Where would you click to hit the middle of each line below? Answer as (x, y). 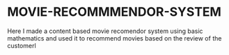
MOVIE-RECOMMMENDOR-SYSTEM (114, 12)
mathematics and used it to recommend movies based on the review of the (114, 38)
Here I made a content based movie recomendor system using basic (105, 31)
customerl (22, 45)
